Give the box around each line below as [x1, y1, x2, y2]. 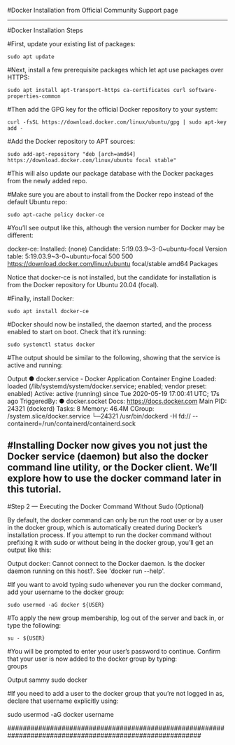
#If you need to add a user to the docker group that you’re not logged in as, [7, 689, 225, 697]
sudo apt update [7, 53, 55, 60]
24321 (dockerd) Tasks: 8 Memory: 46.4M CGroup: [7, 404, 155, 413]
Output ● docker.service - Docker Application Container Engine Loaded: [7, 375, 217, 383]
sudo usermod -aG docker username [7, 710, 114, 718]
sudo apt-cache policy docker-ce [7, 211, 105, 218]
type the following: [7, 621, 62, 629]
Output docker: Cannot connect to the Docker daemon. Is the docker [7, 559, 206, 567]
